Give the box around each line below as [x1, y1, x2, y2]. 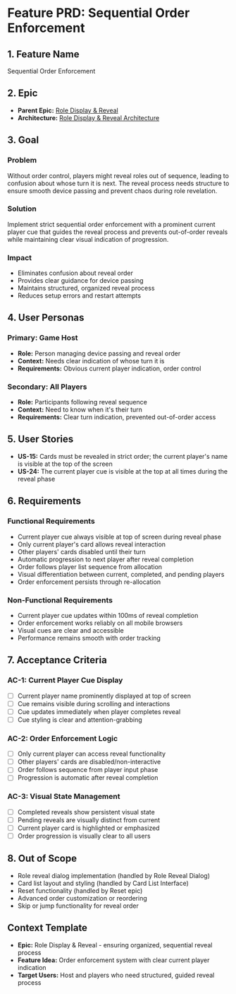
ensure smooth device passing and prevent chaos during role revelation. [7, 186, 218, 195]
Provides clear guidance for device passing [17, 276, 144, 285]
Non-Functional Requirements [7, 595, 113, 605]
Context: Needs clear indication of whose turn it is [17, 356, 165, 365]
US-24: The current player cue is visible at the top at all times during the [17, 467, 228, 475]
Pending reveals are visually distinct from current [17, 815, 161, 824]
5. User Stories [7, 433, 74, 445]
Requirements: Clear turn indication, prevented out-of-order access [17, 413, 216, 421]
